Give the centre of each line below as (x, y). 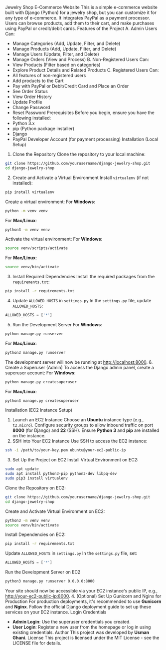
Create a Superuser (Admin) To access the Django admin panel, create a (80, 367)
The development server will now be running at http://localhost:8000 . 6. (79, 362)
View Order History (32, 97)
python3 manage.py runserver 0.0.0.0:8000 (50, 581)
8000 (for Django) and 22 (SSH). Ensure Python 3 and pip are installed (86, 430)
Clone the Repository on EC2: (36, 488)
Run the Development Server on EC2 (43, 572)
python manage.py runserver (34, 334)
